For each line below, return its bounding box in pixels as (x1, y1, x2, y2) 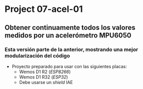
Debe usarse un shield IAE (19, 79, 73, 85)
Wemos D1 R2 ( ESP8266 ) (19, 69, 71, 75)
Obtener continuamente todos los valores (4, 23, 136, 32)
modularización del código (4, 52, 70, 59)
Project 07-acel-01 (4, 3, 83, 15)
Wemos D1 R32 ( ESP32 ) (19, 74, 68, 80)
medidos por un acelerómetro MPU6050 (4, 31, 132, 39)
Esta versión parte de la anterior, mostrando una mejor (4, 46, 139, 53)
